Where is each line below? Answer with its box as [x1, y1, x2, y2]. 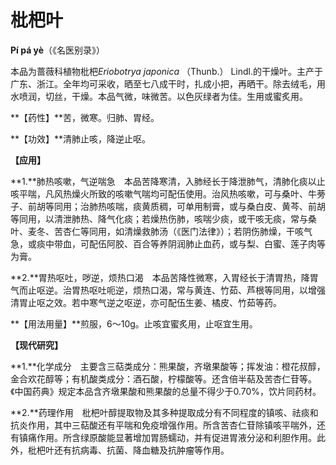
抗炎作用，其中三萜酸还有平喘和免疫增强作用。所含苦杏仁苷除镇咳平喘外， [10, 419, 317, 431]
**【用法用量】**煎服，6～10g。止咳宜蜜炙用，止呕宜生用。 [10, 317, 258, 330]
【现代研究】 [10, 339, 63, 351]
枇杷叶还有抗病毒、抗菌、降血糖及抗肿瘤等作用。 [27, 444, 230, 456]
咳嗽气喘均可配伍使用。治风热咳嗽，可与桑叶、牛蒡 [114, 187, 326, 200]
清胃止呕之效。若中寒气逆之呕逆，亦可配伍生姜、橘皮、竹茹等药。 [10, 296, 282, 308]
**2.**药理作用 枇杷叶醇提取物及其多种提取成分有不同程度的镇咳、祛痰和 [10, 406, 319, 418]
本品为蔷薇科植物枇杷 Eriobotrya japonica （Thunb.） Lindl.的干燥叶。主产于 [10, 65, 323, 77]
